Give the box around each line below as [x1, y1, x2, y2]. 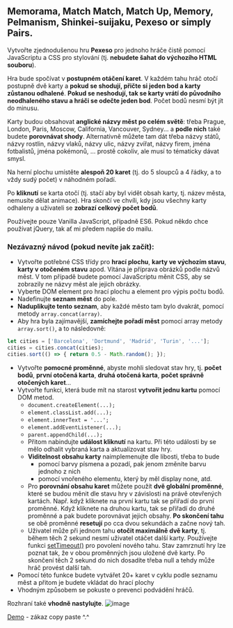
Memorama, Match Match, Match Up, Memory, [7, 6, 214, 17]
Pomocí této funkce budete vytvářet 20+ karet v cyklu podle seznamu [17, 571, 218, 579]
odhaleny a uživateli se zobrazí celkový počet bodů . [7, 204, 159, 212]
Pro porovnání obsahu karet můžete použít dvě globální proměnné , [27, 482, 224, 490]
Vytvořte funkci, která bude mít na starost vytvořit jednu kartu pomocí [17, 385, 220, 394]
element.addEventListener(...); [27, 424, 122, 431]
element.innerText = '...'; [27, 416, 109, 424]
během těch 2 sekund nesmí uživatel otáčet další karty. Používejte [27, 533, 218, 542]
